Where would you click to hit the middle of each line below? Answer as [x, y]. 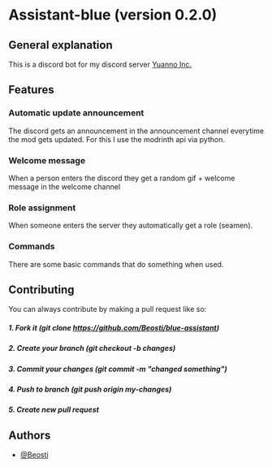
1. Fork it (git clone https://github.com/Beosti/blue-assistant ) [114, 327]
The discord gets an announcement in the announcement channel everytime [136, 131]
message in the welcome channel [65, 186]
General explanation [60, 45]
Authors [30, 435]
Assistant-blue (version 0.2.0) [113, 15]
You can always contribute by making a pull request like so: [108, 309]
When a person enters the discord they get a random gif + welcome [122, 178]
